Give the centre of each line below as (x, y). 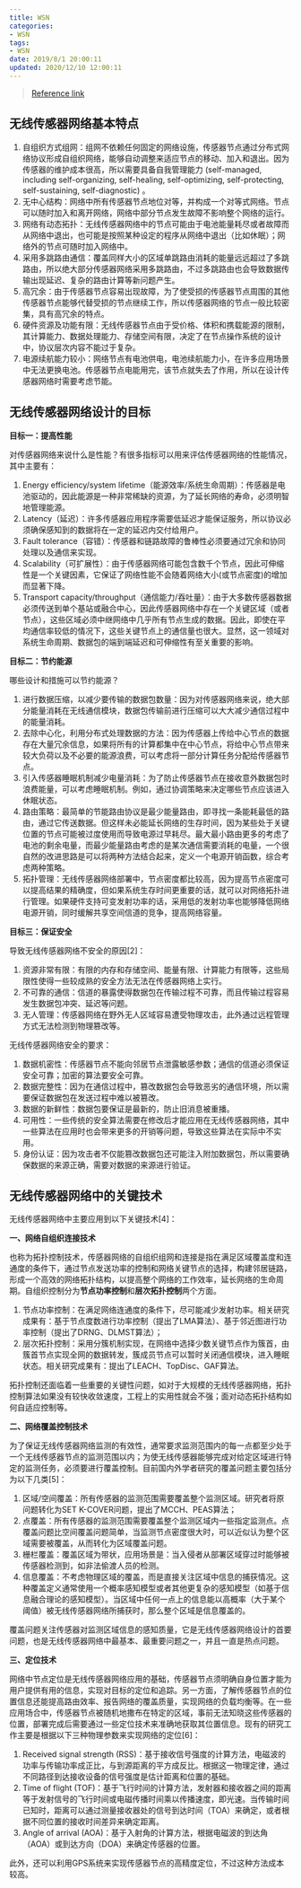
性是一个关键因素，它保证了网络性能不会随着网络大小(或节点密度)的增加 (155, 575)
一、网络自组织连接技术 (52, 1238)
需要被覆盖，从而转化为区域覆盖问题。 (101, 1543)
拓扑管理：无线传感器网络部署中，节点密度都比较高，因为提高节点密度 (152, 878)
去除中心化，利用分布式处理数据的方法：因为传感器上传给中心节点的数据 (155, 733)
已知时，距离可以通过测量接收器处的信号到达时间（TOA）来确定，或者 (152, 1811)
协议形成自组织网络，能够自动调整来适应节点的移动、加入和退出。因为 (159, 158)
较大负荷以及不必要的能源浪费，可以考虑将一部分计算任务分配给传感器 (152, 755)
